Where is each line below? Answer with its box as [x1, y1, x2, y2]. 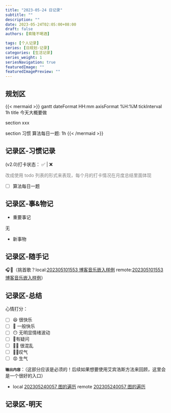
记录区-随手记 [5, 252, 49, 261]
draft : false [5, 27, 33, 32]
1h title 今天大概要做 [5, 109, 47, 115]
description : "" [5, 17, 40, 22]
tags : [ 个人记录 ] [5, 40, 39, 46]
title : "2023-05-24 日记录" [5, 7, 63, 13]
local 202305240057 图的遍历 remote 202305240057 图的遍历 [12, 383, 146, 389]
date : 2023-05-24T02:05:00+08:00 [5, 22, 77, 27]
